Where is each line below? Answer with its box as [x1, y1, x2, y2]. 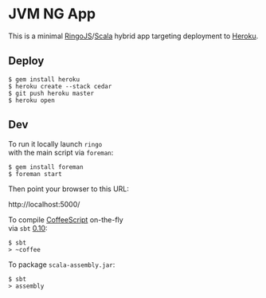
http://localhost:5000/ [8, 199, 80, 209]
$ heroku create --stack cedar [8, 82, 112, 90]
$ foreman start [8, 170, 62, 178]
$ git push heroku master [8, 89, 94, 97]
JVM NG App [8, 5, 96, 23]
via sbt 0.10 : [8, 223, 48, 233]
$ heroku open [8, 96, 56, 104]
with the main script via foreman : [8, 147, 114, 157]
